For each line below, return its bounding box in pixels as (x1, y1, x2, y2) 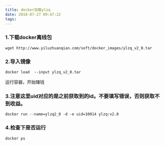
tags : (5, 16, 16, 21)
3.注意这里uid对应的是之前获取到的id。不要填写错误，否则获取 (5, 93, 155, 100)
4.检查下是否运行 (5, 124, 46, 131)
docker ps (5, 136, 26, 141)
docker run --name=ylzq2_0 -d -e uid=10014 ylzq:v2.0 (5, 112, 119, 117)
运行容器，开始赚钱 (5, 79, 45, 85)
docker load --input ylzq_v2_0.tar (5, 69, 81, 75)
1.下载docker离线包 (5, 34, 52, 41)
